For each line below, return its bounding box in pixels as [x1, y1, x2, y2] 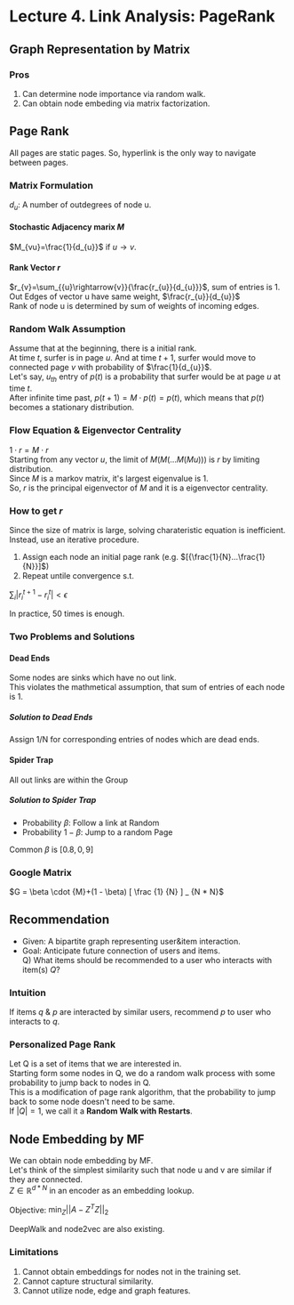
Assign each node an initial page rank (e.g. [21, 551, 179, 562]
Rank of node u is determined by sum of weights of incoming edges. [9, 301, 259, 312]
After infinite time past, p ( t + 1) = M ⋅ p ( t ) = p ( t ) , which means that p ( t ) [9, 393, 265, 403]
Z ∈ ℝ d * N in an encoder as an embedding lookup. [9, 1184, 195, 1196]
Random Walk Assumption [9, 323, 126, 336]
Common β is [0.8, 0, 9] [9, 844, 94, 855]
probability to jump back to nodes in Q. [9, 1077, 151, 1088]
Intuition [9, 986, 47, 999]
